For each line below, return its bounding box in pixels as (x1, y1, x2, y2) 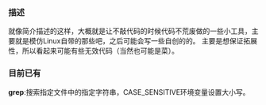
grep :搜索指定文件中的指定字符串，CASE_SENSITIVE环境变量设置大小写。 (8, 87, 250, 96)
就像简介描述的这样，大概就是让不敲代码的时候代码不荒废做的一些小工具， (8, 26, 252, 36)
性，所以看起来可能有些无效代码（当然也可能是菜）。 (8, 46, 179, 56)
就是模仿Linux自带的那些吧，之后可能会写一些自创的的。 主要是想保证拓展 (14, 36, 258, 46)
